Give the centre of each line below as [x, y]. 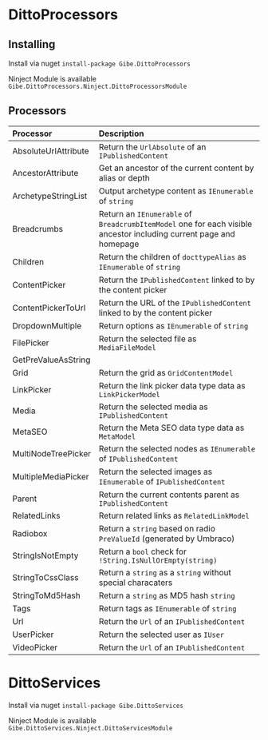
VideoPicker [35, 647]
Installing [32, 44]
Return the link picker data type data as [172, 385]
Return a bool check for [143, 551]
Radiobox [30, 533]
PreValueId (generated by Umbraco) [167, 539]
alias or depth [124, 177]
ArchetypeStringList [50, 196]
